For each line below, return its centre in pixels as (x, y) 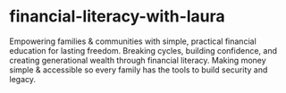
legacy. (23, 79)
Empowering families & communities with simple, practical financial (133, 41)
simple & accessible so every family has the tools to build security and (139, 70)
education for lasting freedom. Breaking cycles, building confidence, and (143, 50)
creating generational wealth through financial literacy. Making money (138, 60)
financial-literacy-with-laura (117, 17)
